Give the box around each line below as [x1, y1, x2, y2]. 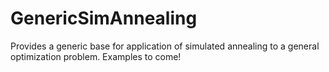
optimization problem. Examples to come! [10, 50, 182, 62]
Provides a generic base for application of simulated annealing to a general [10, 40, 320, 52]
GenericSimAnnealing [10, 7, 198, 30]
